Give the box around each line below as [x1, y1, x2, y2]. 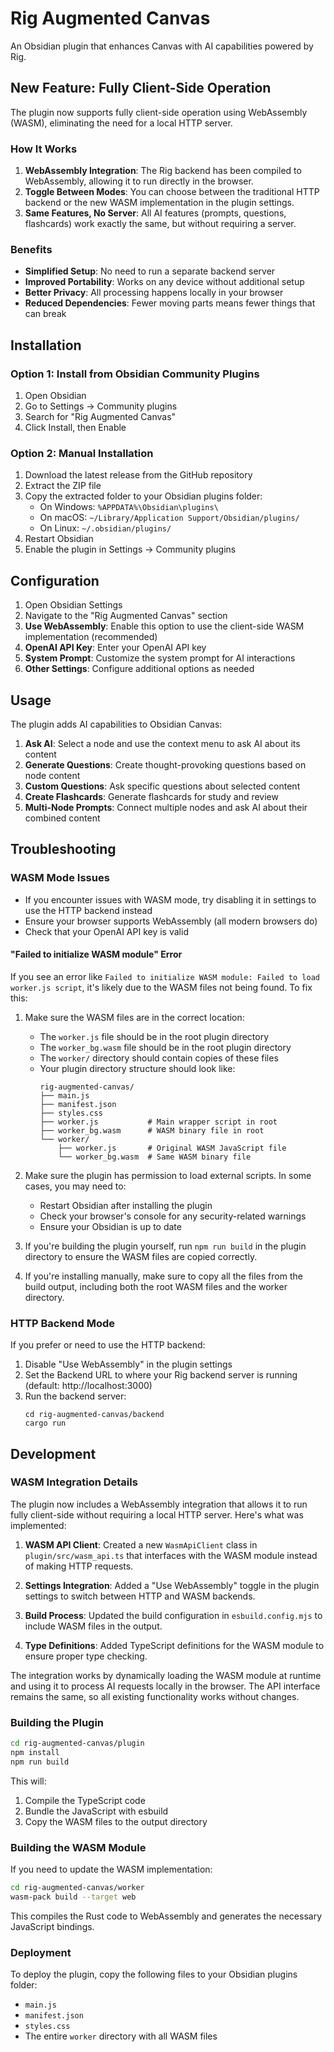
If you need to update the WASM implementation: [10, 1863, 213, 1876]
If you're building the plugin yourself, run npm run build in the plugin [24, 1240, 307, 1252]
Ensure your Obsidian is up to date [39, 1220, 182, 1232]
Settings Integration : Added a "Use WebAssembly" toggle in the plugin [24, 1579, 320, 1591]
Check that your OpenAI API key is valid [24, 925, 189, 937]
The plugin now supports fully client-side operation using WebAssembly [10, 106, 308, 118]
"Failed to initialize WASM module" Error [10, 948, 183, 961]
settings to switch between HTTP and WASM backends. [24, 1590, 256, 1602]
